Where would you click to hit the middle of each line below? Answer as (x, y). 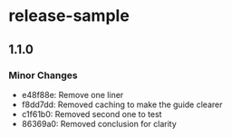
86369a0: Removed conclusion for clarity (99, 123)
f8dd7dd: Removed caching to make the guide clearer (122, 104)
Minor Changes (43, 75)
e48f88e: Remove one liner (72, 94)
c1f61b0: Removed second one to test (92, 113)
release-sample (69, 16)
